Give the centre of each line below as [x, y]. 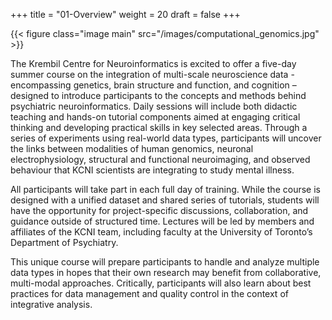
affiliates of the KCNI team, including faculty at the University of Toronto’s [161, 232]
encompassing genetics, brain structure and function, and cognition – [153, 85]
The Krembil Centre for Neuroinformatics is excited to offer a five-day [153, 63]
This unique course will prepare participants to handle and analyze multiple [165, 262]
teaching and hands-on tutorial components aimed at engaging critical [155, 117]
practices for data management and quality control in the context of [149, 293]
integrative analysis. [51, 304]
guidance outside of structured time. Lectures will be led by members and [162, 221]
